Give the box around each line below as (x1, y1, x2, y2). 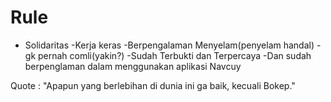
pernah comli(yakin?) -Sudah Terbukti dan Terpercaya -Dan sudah (38, 49, 312, 61)
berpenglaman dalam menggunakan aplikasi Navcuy (24, 60, 242, 72)
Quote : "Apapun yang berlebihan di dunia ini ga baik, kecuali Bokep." (10, 79, 296, 91)
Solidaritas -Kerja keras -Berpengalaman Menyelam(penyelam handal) (24, 39, 315, 51)
